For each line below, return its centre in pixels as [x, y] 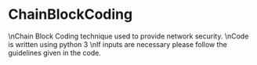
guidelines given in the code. [55, 52]
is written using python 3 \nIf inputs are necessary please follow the [118, 44]
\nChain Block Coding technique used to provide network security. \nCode [128, 36]
